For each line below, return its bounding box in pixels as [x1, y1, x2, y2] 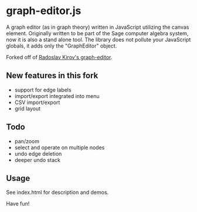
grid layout [14, 105, 41, 112]
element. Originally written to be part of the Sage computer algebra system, [6, 29, 189, 36]
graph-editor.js [6, 4, 81, 18]
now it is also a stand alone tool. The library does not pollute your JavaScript [6, 36, 191, 43]
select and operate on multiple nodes [14, 144, 105, 151]
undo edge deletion [14, 150, 62, 157]
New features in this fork [6, 70, 98, 80]
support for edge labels [14, 86, 72, 93]
